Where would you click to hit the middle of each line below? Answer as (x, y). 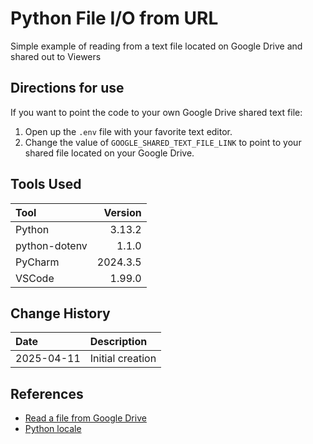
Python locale (53, 429)
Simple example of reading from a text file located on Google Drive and (156, 46)
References (47, 393)
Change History (60, 313)
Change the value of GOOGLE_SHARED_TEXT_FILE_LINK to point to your (163, 142)
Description (118, 342)
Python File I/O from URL (114, 18)
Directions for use (67, 88)
